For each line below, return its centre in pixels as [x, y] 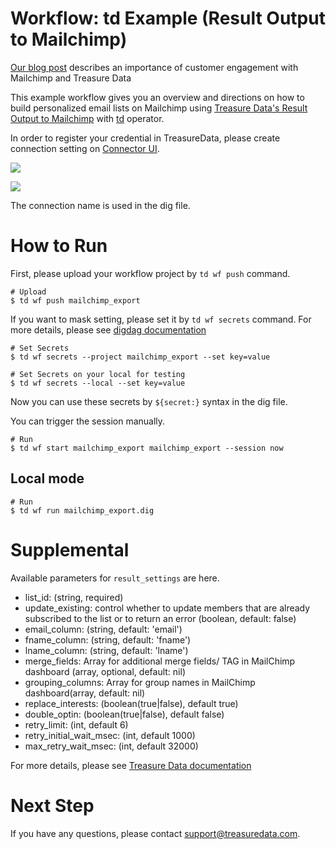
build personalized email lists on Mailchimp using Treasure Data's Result [159, 108]
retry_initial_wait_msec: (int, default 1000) [110, 735]
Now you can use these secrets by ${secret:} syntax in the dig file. [149, 401]
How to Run [59, 246]
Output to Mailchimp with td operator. [87, 118]
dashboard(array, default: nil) [85, 693]
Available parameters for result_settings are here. [115, 578]
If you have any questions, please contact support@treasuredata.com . [155, 833]
